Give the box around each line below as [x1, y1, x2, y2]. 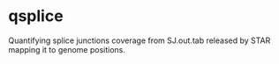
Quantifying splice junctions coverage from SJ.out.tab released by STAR [8, 35, 271, 46]
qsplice [8, 6, 64, 26]
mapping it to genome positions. [8, 44, 125, 54]
